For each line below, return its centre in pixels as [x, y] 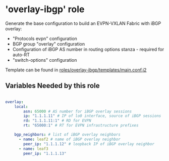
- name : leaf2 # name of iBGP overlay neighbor [70, 139]
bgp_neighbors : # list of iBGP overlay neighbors [68, 135]
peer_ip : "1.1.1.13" [45, 153]
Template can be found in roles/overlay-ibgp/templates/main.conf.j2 [76, 70]
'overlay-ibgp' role [45, 9]
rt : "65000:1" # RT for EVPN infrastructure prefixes [81, 126]
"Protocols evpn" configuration [45, 38]
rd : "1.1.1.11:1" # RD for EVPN [58, 121]
